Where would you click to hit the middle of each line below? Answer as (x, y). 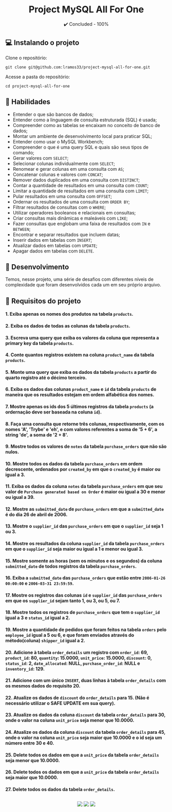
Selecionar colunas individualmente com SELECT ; (64, 164)
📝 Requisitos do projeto (43, 301)
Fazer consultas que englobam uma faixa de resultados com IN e (81, 223)
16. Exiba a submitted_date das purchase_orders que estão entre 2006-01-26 (85, 578)
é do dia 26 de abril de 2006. (36, 514)
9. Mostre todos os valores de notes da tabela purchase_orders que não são (86, 446)
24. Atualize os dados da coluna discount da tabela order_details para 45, (85, 732)
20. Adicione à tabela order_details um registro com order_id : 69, (77, 652)
